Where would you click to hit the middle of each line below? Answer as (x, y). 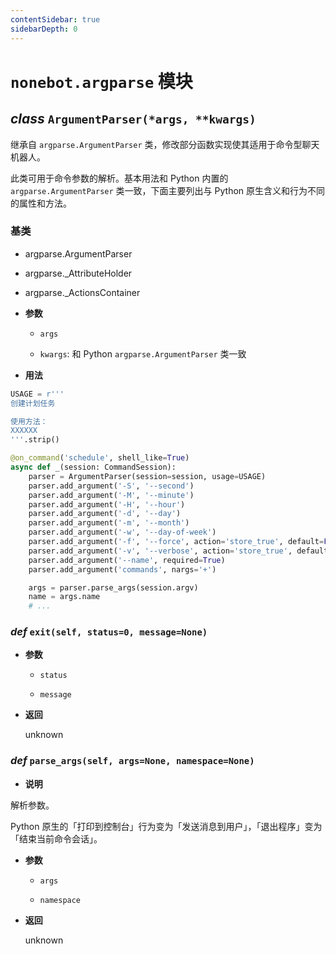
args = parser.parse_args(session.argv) (113, 587)
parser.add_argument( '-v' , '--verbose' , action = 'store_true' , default (178, 551)
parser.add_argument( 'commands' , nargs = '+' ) (122, 569)
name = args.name (64, 597)
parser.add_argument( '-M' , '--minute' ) (111, 495)
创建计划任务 (33, 403)
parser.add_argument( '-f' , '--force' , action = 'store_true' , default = (176, 542)
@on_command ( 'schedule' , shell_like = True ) (100, 458)
